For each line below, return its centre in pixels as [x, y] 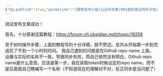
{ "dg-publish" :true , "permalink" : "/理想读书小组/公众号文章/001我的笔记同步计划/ [82, 9]
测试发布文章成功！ [24, 24]
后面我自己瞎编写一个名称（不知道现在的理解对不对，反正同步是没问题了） [83, 69]
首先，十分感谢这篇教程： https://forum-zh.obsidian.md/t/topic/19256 [74, 34]
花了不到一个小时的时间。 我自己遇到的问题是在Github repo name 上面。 [81, 50]
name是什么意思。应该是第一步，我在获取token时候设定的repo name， [76, 62]
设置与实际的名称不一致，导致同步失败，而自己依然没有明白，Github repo [78, 57]
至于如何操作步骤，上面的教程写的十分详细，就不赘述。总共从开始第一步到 [79, 45]
